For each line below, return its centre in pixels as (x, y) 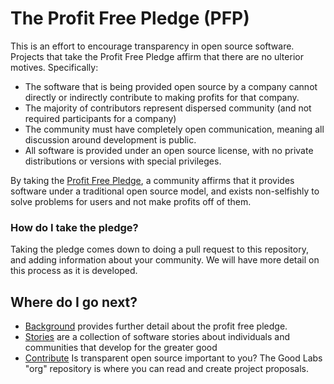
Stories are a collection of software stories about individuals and (157, 337)
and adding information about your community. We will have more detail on (165, 260)
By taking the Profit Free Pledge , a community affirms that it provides (152, 180)
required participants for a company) (100, 118)
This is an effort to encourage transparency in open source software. (152, 46)
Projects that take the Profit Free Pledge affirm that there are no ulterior (157, 56)
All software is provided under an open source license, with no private (169, 150)
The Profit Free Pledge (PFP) (130, 18)
